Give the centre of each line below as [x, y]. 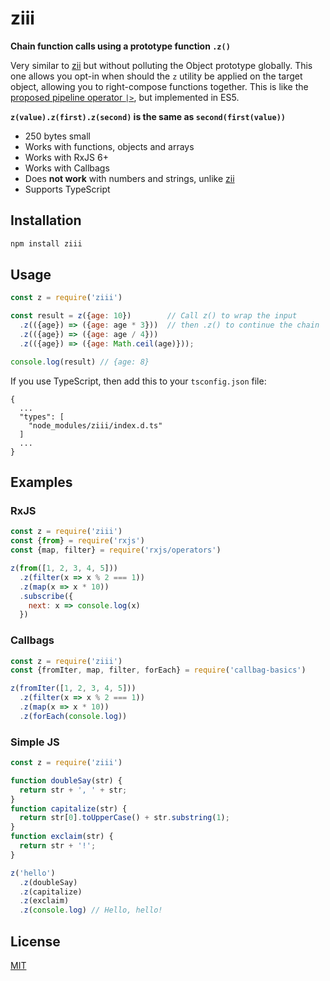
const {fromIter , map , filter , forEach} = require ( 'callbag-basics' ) [158, 670]
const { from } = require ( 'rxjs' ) [77, 541]
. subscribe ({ [46, 596]
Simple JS [35, 742]
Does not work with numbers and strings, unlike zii [129, 178]
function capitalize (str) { [69, 808]
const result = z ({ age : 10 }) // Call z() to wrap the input [154, 316]
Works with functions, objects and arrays [109, 146]
